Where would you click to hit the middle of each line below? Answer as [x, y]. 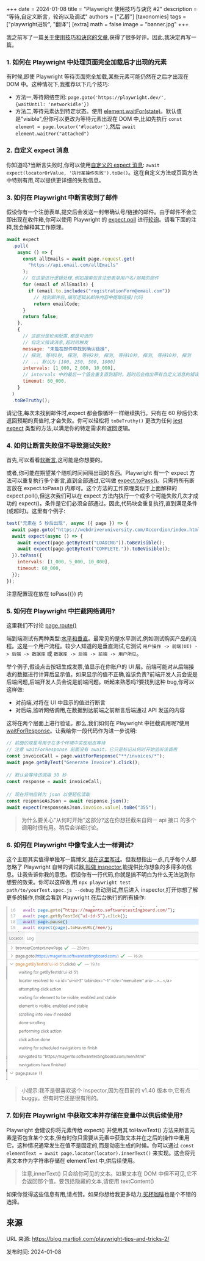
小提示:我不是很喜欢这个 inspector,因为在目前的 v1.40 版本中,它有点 [106, 1091]
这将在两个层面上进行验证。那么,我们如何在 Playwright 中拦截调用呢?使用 [98, 723]
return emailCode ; [57, 304]
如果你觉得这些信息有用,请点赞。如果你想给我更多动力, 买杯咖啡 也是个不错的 [102, 1194]
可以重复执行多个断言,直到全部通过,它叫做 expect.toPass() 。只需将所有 [100, 480]
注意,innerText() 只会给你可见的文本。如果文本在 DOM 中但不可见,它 [106, 1173]
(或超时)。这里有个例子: [36, 511]
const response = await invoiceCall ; [54, 782]
